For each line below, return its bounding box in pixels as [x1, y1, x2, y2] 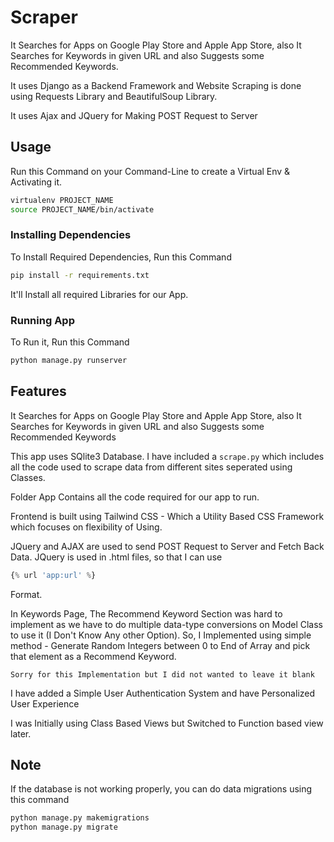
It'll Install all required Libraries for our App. [10, 288, 189, 300]
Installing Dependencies [10, 228, 132, 242]
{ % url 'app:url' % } [10, 570, 97, 580]
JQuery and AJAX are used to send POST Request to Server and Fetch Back [10, 540, 325, 552]
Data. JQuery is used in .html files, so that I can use [10, 551, 223, 563]
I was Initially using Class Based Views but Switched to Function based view [10, 717, 324, 729]
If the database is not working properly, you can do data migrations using [10, 783, 313, 795]
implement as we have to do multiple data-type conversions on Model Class [10, 618, 323, 630]
